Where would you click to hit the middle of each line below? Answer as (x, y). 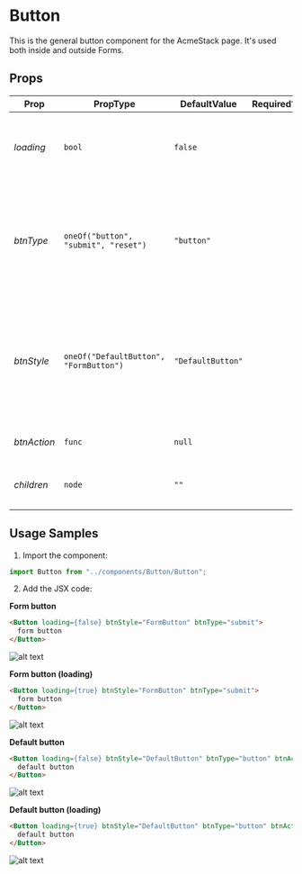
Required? (274, 104)
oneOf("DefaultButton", (114, 356)
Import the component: (65, 555)
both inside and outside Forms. (67, 50)
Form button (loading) (51, 674)
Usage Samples (54, 533)
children (31, 484)
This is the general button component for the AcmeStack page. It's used (143, 41)
